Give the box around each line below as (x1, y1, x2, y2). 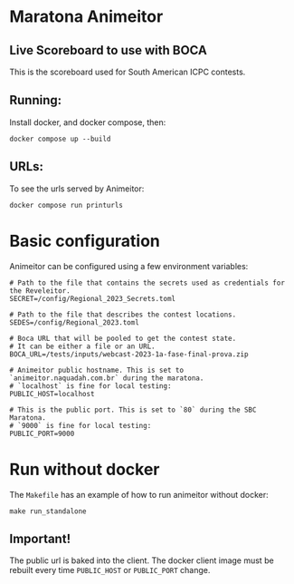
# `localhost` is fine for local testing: (9, 381, 172, 391)
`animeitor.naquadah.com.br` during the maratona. (9, 374, 204, 383)
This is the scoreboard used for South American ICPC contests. (9, 66, 246, 77)
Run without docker (9, 459, 160, 480)
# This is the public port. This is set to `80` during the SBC (9, 405, 257, 414)
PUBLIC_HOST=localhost (9, 389, 95, 398)
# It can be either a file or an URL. (9, 342, 156, 351)
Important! (9, 530, 71, 546)
